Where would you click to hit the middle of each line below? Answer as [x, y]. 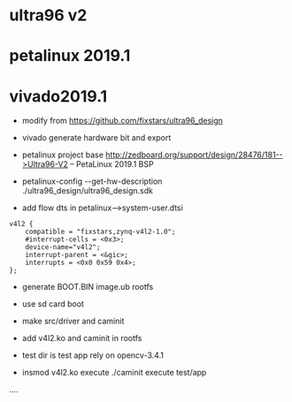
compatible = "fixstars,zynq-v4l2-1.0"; [100, 232]
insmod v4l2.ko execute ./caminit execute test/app [114, 373]
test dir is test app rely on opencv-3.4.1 [92, 355]
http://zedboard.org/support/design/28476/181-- [194, 155]
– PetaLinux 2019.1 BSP [112, 164]
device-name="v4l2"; [63, 247]
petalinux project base [63, 155]
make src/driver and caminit [73, 321]
